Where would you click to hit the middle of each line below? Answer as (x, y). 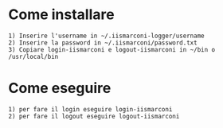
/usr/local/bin (33, 56)
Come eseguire (60, 88)
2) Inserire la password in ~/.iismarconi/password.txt (103, 43)
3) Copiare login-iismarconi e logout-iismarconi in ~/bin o (112, 49)
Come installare (61, 15)
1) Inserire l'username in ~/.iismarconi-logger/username (106, 36)
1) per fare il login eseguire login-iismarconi (90, 109)
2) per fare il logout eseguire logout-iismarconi (94, 116)
